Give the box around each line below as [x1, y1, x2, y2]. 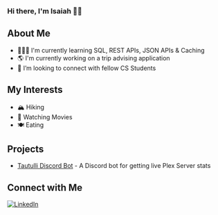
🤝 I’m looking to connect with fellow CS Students [17, 64, 156, 72]
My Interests [7, 84, 63, 96]
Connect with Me [7, 182, 83, 193]
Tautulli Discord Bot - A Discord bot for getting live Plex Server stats [17, 162, 211, 170]
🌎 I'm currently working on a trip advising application [17, 53, 171, 62]
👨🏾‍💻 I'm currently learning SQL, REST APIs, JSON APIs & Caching [17, 46, 206, 54]
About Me [7, 28, 51, 40]
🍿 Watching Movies [17, 112, 73, 121]
